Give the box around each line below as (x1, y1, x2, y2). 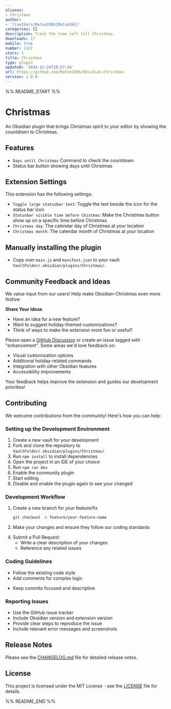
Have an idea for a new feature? (12, 316, 80, 322)
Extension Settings (5, 178, 67, 186)
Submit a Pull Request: (12, 534, 60, 540)
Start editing (12, 475, 39, 481)
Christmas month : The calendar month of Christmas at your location (12, 228, 155, 234)
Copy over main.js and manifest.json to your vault (12, 257, 120, 263)
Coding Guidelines (5, 558, 53, 565)
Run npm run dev (12, 464, 48, 470)
